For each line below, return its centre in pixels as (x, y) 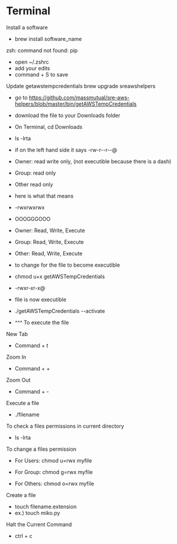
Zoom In (16, 357)
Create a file (21, 495)
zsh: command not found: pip (42, 50)
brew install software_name (48, 39)
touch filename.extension (46, 507)
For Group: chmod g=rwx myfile (54, 472)
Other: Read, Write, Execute (49, 253)
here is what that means (44, 196)
